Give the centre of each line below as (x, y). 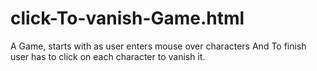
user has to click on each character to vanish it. (108, 56)
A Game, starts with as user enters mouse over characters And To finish (158, 46)
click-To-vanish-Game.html (127, 18)
